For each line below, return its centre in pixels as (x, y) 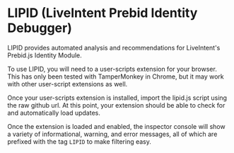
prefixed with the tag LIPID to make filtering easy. (80, 141)
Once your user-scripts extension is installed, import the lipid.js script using (117, 98)
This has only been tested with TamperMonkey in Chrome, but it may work (116, 76)
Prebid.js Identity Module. (45, 55)
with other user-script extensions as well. (68, 84)
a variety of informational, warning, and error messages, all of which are (112, 134)
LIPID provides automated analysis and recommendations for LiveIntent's (114, 47)
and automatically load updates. (54, 113)
